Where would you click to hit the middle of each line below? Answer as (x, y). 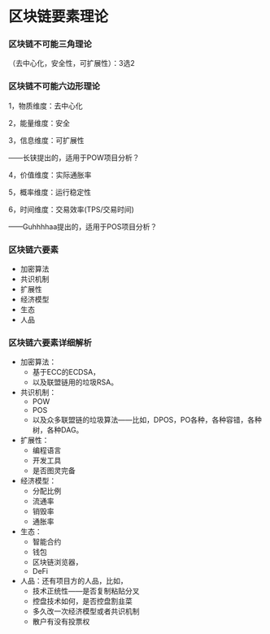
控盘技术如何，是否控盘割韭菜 (82, 601)
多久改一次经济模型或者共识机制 (86, 611)
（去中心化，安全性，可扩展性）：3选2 (72, 63)
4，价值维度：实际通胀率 (50, 175)
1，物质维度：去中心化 (46, 106)
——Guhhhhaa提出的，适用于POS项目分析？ (83, 226)
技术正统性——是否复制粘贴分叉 (86, 591)
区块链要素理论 (59, 17)
